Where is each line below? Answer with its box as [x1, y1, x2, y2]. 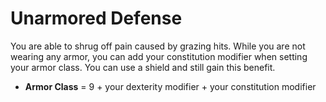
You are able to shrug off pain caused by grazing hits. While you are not [10, 40, 306, 52]
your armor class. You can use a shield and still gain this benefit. [10, 61, 276, 73]
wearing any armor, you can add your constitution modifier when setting [10, 50, 308, 62]
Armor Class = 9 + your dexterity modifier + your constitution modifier [24, 80, 317, 92]
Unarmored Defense [10, 7, 183, 30]
